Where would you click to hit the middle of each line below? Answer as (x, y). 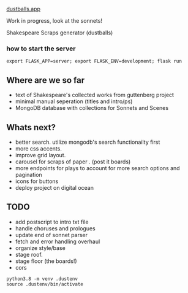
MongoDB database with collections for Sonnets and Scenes (92, 108)
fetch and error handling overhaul (58, 241)
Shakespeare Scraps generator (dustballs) (60, 33)
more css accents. (39, 148)
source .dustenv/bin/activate (45, 284)
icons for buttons (37, 181)
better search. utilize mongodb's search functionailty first (88, 142)
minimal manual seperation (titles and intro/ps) (74, 101)
